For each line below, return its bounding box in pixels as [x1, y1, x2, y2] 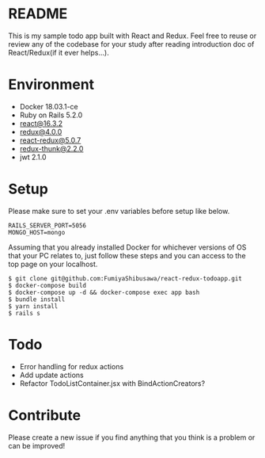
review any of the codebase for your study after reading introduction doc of [8, 39, 255, 48]
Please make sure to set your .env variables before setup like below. [8, 206, 230, 216]
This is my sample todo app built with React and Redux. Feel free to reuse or [8, 31, 257, 40]
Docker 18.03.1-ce [19, 101, 79, 111]
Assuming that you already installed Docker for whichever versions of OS [8, 242, 247, 252]
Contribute [8, 406, 81, 424]
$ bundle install [8, 295, 66, 303]
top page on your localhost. [8, 259, 98, 269]
